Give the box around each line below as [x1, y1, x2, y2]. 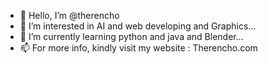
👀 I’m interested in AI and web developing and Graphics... [19, 20, 257, 32]
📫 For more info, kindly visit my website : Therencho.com [19, 42, 258, 54]
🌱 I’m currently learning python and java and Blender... [19, 31, 244, 42]
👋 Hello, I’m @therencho [19, 10, 120, 21]
